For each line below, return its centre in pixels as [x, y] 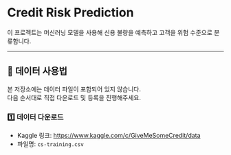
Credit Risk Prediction [70, 13]
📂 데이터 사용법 [37, 71]
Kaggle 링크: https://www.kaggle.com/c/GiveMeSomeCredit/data [109, 136]
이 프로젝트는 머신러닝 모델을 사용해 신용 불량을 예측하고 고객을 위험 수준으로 [110, 32]
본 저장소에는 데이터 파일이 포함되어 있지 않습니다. [74, 89]
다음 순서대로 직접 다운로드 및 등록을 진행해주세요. [74, 97]
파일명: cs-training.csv [50, 144]
